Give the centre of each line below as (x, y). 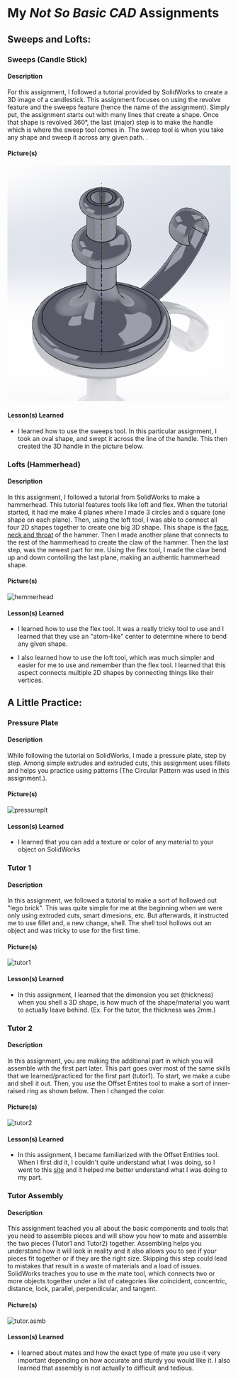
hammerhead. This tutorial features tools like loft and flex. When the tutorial (118, 504)
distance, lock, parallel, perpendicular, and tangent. (82, 1289)
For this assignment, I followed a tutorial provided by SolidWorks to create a (118, 92)
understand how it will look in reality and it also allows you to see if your (112, 1251)
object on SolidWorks (49, 849)
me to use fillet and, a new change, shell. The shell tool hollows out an (109, 923)
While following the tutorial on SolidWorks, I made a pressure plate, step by (117, 755)
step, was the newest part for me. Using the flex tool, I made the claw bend (117, 549)
